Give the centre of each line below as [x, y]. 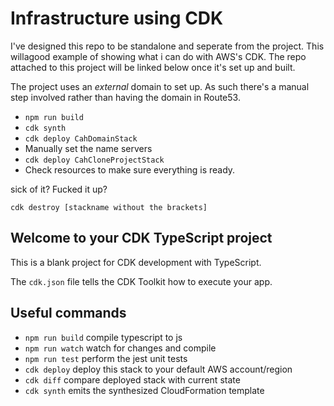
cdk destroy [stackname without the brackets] [109, 207]
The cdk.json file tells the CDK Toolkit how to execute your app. [141, 281]
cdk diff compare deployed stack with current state [132, 379]
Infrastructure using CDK [117, 18]
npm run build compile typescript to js [103, 337]
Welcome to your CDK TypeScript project [141, 238]
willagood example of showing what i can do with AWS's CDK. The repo [158, 56]
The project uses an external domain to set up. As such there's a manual [160, 86]
